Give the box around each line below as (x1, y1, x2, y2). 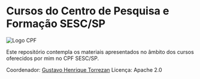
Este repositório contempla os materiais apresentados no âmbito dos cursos (6, 48, 195, 55)
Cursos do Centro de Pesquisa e (6, 4, 169, 18)
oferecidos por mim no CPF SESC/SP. (6, 54, 99, 62)
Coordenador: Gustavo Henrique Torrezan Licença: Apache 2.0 (6, 66, 163, 73)
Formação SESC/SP (6, 17, 106, 31)
